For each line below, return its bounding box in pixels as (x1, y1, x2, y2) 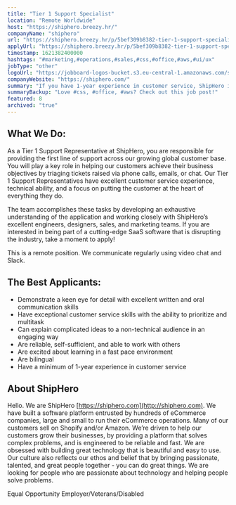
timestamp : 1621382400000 (7, 50, 83, 57)
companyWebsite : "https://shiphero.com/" (7, 75, 131, 83)
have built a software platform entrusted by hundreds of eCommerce (7, 409, 206, 417)
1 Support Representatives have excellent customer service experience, (7, 177, 215, 185)
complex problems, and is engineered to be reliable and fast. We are (7, 439, 205, 447)
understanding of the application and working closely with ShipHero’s (7, 212, 209, 221)
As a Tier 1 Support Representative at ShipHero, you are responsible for (7, 146, 214, 155)
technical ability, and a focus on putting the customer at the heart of (7, 184, 204, 192)
